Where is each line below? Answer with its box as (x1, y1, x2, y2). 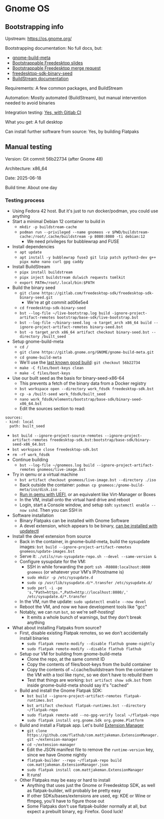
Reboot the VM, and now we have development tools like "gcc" (19, 604, 147, 610)
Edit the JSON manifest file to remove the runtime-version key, (27, 747, 154, 753)
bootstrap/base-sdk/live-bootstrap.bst (57, 315, 139, 320)
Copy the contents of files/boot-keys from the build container (27, 661, 151, 667)
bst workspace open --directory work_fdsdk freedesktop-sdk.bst (19, 387, 154, 392)
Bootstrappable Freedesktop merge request (12, 65, 101, 71)
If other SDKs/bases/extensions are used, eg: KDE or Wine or (27, 793, 151, 799)
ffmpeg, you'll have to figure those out (27, 798, 105, 804)
